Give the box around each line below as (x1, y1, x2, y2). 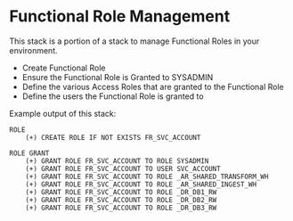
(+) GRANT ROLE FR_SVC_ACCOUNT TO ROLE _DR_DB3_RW (25, 203, 217, 212)
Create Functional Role (21, 62, 106, 73)
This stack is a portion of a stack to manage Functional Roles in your (9, 36, 260, 46)
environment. (9, 45, 58, 55)
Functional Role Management (9, 6, 231, 27)
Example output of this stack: (9, 108, 117, 119)
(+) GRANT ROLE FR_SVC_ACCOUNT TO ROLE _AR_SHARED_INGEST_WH (25, 180, 256, 189)
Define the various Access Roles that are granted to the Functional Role (21, 81, 285, 92)
